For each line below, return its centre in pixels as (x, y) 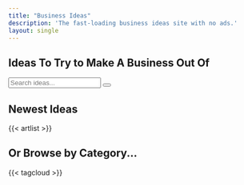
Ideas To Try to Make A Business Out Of (109, 63)
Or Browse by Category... (73, 154)
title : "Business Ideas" (50, 16)
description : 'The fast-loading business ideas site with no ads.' (123, 23)
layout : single (34, 30)
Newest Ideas (43, 109)
